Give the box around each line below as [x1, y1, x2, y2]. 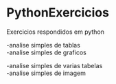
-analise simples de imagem [6, 69, 86, 77]
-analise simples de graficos [6, 48, 86, 56]
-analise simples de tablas [6, 41, 80, 49]
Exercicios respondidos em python [6, 28, 104, 36]
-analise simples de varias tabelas [6, 61, 103, 70]
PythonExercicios [6, 5, 109, 21]
